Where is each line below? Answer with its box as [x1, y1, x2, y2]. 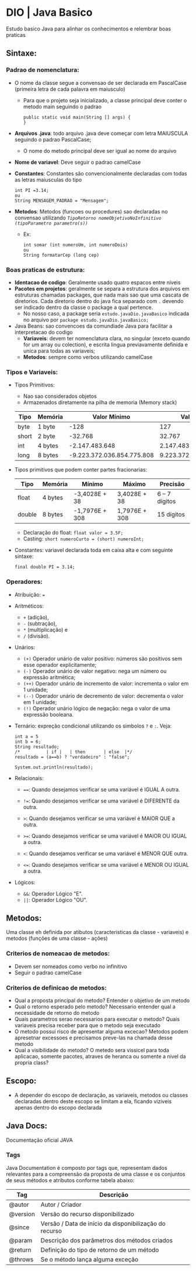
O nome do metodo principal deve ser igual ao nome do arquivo [23, 147, 177, 154]
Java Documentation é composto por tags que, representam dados [6, 1164, 167, 1171]
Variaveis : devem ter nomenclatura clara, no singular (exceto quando [23, 335, 191, 342]
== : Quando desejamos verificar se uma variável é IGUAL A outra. [23, 786, 180, 793]
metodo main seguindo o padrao [23, 103, 102, 110]
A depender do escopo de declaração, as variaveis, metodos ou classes [14, 1091, 188, 1098]
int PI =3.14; [14, 187, 49, 193]
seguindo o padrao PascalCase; [14, 136, 92, 143]
